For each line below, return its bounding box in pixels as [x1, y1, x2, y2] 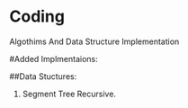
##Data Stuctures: [9, 70, 77, 82]
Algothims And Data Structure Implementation [9, 36, 180, 47]
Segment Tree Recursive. [22, 88, 117, 99]
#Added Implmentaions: [9, 53, 99, 64]
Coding [9, 6, 66, 27]
